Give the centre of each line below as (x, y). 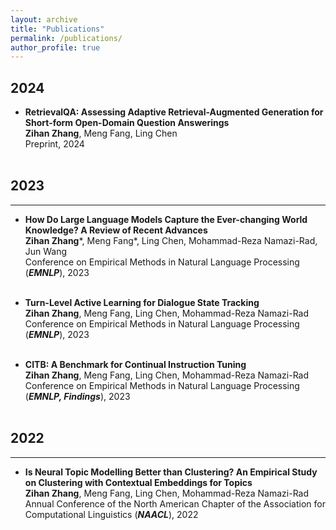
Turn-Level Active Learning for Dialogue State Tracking (142, 302)
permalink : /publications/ (66, 38)
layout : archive (44, 19)
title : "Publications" (57, 29)
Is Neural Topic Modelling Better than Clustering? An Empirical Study (171, 472)
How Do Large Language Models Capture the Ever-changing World (166, 219)
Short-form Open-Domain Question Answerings (127, 123)
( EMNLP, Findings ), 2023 (77, 396)
